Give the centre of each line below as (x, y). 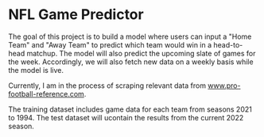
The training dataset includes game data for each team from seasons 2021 (130, 109)
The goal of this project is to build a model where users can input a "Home (130, 36)
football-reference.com (47, 93)
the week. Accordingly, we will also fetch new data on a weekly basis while (131, 62)
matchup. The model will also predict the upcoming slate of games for (141, 53)
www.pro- (224, 86)
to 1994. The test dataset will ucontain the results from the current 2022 (126, 117)
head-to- (228, 44)
